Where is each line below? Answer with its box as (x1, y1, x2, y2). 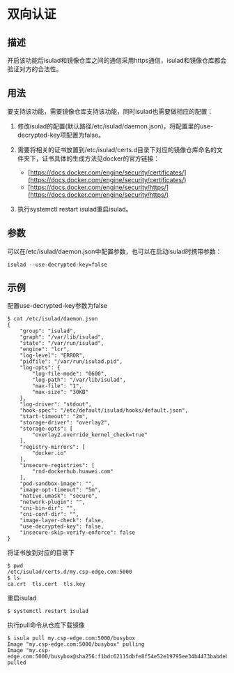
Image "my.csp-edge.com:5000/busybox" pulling (7, 641, 145, 648)
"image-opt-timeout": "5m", (19, 487, 101, 494)
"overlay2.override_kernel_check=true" (32, 431, 148, 438)
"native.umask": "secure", (19, 493, 98, 500)
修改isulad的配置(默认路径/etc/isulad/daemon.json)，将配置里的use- (17, 121, 214, 130)
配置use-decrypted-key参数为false (7, 302, 108, 310)
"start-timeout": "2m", (19, 413, 89, 420)
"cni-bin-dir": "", (19, 505, 77, 512)
